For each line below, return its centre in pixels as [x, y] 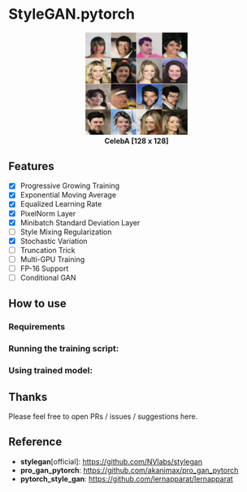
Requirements [37, 327]
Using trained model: [51, 371]
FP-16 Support [44, 268]
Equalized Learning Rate [61, 204]
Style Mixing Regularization [66, 232]
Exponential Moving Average [68, 195]
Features [31, 166]
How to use [37, 304]
